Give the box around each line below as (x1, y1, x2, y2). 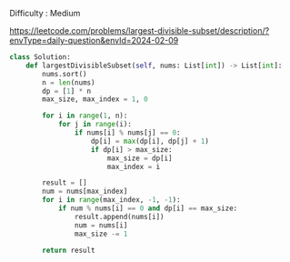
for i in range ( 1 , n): (42, 111, 128, 121)
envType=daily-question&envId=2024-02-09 (9, 35, 179, 45)
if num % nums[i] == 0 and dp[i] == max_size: (57, 204, 238, 213)
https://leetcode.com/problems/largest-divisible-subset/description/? (9, 25, 270, 35)
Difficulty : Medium (9, 8, 81, 18)
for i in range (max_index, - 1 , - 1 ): (42, 196, 181, 205)
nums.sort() (42, 69, 88, 78)
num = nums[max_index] (42, 186, 128, 196)
